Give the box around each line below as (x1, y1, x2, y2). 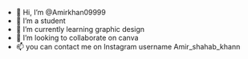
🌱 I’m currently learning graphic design (15, 25, 145, 33)
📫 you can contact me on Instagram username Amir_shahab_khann (15, 42, 241, 51)
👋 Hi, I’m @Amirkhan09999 (15, 8, 106, 17)
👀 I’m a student (15, 16, 66, 26)
